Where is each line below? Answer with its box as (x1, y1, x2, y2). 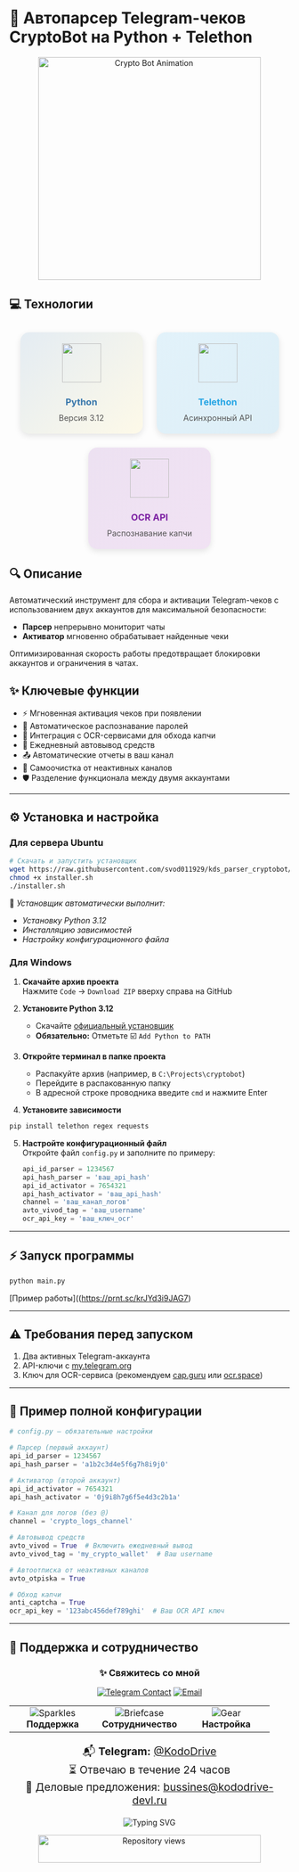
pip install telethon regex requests (9, 1122, 149, 1131)
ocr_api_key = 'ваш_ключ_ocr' (21, 1214, 135, 1224)
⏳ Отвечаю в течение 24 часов (68, 1762, 231, 1777)
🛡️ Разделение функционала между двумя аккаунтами (21, 772, 230, 783)
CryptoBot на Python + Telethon (9, 27, 253, 47)
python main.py (9, 1277, 66, 1285)
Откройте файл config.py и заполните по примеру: (21, 1147, 216, 1158)
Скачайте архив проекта (21, 976, 119, 988)
